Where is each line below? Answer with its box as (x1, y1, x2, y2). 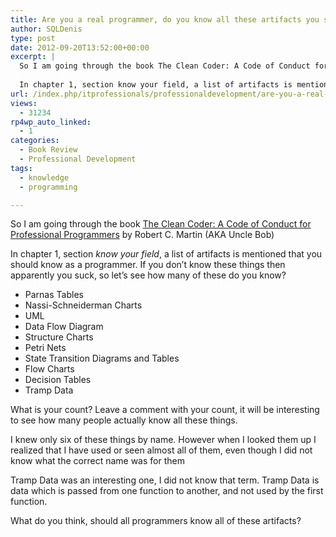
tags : (10, 163, 33, 173)
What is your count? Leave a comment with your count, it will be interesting (10, 404, 320, 416)
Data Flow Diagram (24, 321, 104, 333)
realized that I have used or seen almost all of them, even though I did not (10, 444, 313, 456)
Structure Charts (24, 331, 94, 343)
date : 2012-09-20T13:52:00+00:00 (10, 42, 150, 53)
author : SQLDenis (10, 24, 83, 34)
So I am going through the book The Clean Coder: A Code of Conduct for (10, 218, 312, 230)
